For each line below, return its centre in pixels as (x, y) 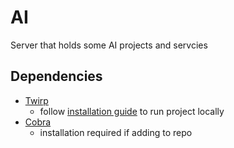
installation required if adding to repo (116, 132)
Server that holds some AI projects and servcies (109, 45)
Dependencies (56, 76)
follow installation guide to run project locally (132, 111)
